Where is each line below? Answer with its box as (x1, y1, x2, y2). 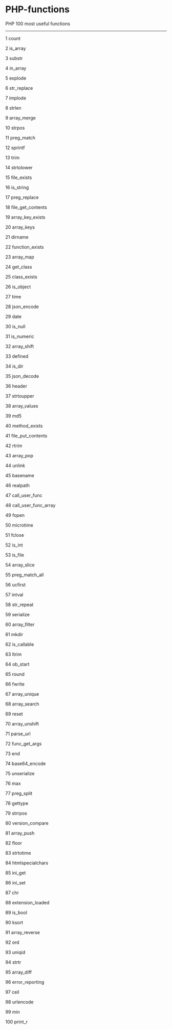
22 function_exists (5, 244, 44, 250)
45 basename (5, 472, 34, 478)
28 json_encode (5, 304, 39, 310)
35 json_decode (5, 373, 39, 379)
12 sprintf (5, 145, 25, 151)
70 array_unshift (5, 720, 39, 726)
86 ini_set (5, 879, 26, 885)
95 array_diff (5, 969, 32, 975)
